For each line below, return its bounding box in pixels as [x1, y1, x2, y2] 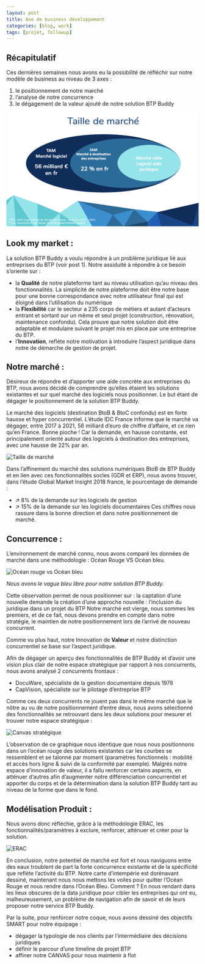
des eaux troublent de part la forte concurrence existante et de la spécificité [6, 863, 198, 871]
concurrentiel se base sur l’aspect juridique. [6, 643, 117, 650]
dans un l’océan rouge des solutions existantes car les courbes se [6, 747, 173, 755]
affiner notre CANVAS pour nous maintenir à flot [15, 952, 136, 959]
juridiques [15, 939, 41, 946]
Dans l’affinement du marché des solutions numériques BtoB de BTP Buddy [6, 465, 196, 473]
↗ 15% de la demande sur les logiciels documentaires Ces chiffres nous [15, 503, 196, 510]
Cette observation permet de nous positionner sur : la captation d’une [6, 592, 181, 600]
